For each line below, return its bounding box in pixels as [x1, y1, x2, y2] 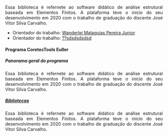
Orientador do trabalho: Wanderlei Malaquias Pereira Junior [12, 30, 135, 35]
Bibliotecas [5, 98, 29, 104]
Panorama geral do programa [5, 58, 68, 64]
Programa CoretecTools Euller [5, 46, 69, 52]
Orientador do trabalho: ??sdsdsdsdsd [12, 35, 91, 41]
